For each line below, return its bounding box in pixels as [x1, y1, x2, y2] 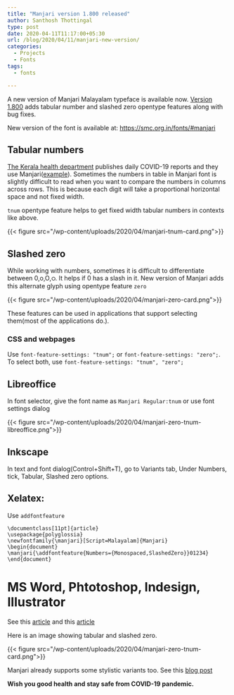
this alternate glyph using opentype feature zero [7, 282, 147, 290]
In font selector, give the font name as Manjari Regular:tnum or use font [7, 397, 215, 405]
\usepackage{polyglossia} [7, 531, 83, 538]
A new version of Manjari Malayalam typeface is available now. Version [7, 94, 213, 103]
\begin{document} [7, 543, 58, 551]
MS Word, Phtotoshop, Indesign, [7, 579, 200, 596]
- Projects [13, 50, 46, 57]
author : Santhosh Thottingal [7, 17, 93, 24]
